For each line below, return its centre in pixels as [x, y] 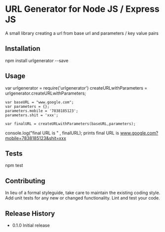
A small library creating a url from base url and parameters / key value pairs [82, 33]
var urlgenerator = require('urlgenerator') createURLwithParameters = [76, 88]
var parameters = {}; [27, 106]
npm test [14, 166]
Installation [23, 49]
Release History [30, 214]
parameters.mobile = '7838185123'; [42, 111]
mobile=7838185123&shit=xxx [36, 138]
